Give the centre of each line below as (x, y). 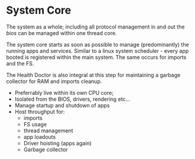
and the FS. (20, 63)
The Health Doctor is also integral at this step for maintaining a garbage (93, 75)
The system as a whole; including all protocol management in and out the (95, 27)
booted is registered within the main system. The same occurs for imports (96, 57)
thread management (48, 131)
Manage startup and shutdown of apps (62, 105)
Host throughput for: (40, 112)
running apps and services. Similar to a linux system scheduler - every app (97, 50)
